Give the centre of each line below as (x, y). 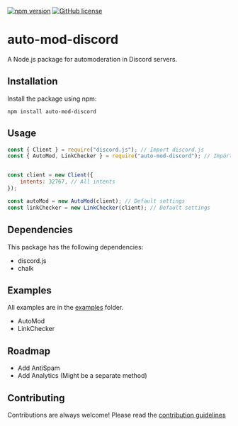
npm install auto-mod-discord (52, 111)
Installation (33, 82)
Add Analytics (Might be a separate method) (82, 376)
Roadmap (29, 351)
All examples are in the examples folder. (66, 308)
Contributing (36, 398)
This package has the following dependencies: (75, 247)
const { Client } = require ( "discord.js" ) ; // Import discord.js (106, 150)
